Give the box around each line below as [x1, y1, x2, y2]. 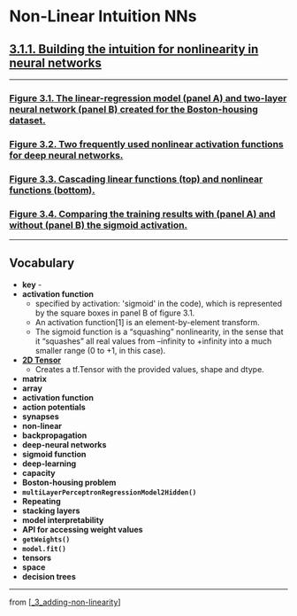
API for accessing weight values [21, 524, 143, 534]
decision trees [21, 571, 77, 581]
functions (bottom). [9, 183, 95, 196]
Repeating [21, 495, 62, 506]
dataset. [9, 113, 46, 126]
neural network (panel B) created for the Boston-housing [9, 103, 258, 115]
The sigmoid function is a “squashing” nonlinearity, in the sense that [34, 326, 284, 337]
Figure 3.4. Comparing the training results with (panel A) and [9, 207, 276, 220]
